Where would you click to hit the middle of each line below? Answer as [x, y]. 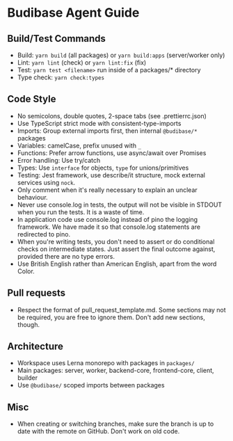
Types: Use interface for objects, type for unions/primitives [103, 168]
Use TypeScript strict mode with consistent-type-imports [99, 123]
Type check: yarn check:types [61, 77]
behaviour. [32, 197]
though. [29, 324]
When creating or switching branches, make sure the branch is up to [115, 424]
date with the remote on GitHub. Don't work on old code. [98, 431]
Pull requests [37, 293]
